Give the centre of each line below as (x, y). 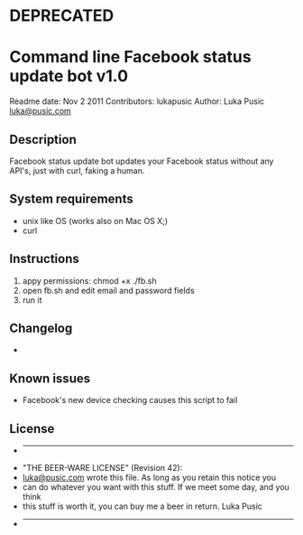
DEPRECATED (62, 16)
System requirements (71, 199)
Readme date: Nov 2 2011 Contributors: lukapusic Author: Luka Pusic (137, 101)
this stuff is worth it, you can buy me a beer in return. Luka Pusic (142, 506)
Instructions (44, 259)
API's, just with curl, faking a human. (77, 170)
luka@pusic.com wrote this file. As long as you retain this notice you (149, 477)
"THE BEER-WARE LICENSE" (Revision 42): (102, 468)
